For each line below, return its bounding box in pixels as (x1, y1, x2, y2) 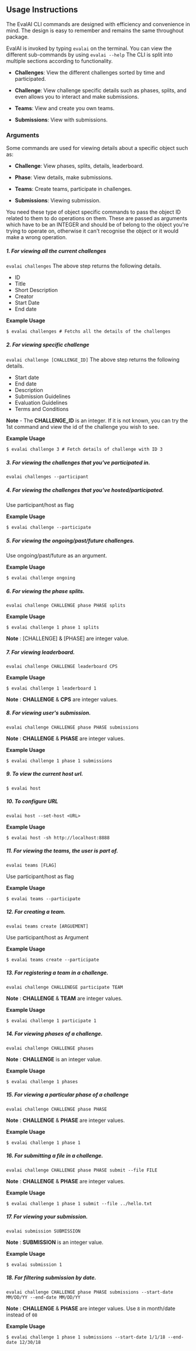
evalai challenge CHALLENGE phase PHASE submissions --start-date (6, 1289, 173, 1295)
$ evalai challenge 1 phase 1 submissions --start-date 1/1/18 (6, 1334, 166, 1340)
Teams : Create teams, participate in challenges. (14, 186, 132, 193)
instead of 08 (6, 1311, 38, 1318)
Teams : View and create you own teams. (14, 104, 115, 112)
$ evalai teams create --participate (6, 957, 99, 963)
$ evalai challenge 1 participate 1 (6, 1017, 97, 1024)
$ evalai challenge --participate (6, 524, 92, 530)
